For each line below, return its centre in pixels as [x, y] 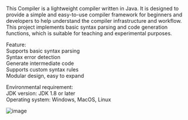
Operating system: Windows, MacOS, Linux [59, 100]
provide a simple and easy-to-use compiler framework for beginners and [94, 15]
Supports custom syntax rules [42, 69]
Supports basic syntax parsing [43, 51]
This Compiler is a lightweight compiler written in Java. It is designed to [93, 8]
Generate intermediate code [40, 63]
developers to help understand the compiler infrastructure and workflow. [94, 21]
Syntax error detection [33, 57]
